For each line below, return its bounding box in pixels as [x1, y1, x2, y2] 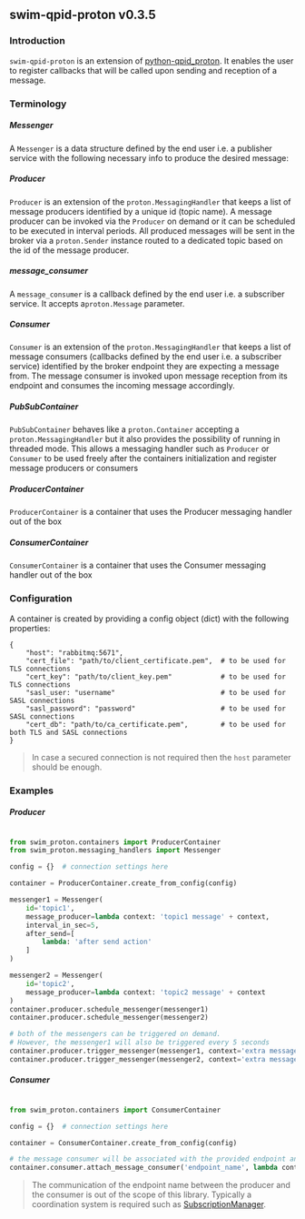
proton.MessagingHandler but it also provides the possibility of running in [9, 434, 280, 445]
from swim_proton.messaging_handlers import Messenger [9, 846, 221, 855]
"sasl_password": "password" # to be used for [25, 704, 286, 713]
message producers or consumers [9, 463, 139, 474]
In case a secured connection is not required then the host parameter [31, 751, 292, 762]
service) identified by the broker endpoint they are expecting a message [9, 361, 280, 372]
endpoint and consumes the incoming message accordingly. [9, 380, 235, 391]
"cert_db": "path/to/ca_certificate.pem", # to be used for [25, 720, 286, 729]
